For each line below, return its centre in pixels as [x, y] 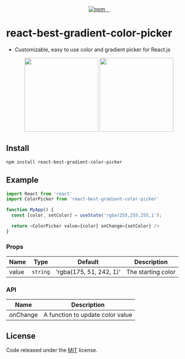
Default [88, 262]
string [41, 272]
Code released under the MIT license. [52, 350]
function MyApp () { [30, 210]
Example [22, 180]
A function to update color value [88, 315]
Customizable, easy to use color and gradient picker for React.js [92, 49]
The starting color [151, 272]
